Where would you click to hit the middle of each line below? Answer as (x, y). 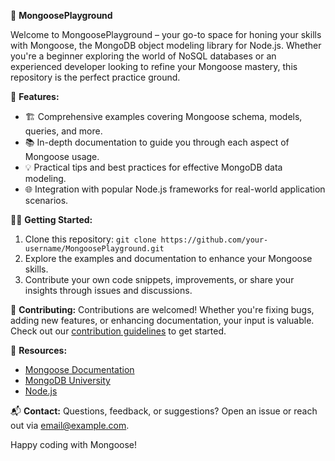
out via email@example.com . (70, 425)
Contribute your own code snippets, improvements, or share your (159, 279)
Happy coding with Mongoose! (74, 444)
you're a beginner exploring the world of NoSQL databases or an (143, 56)
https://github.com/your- (214, 240)
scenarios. (46, 200)
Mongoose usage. (62, 156)
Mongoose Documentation (79, 369)
